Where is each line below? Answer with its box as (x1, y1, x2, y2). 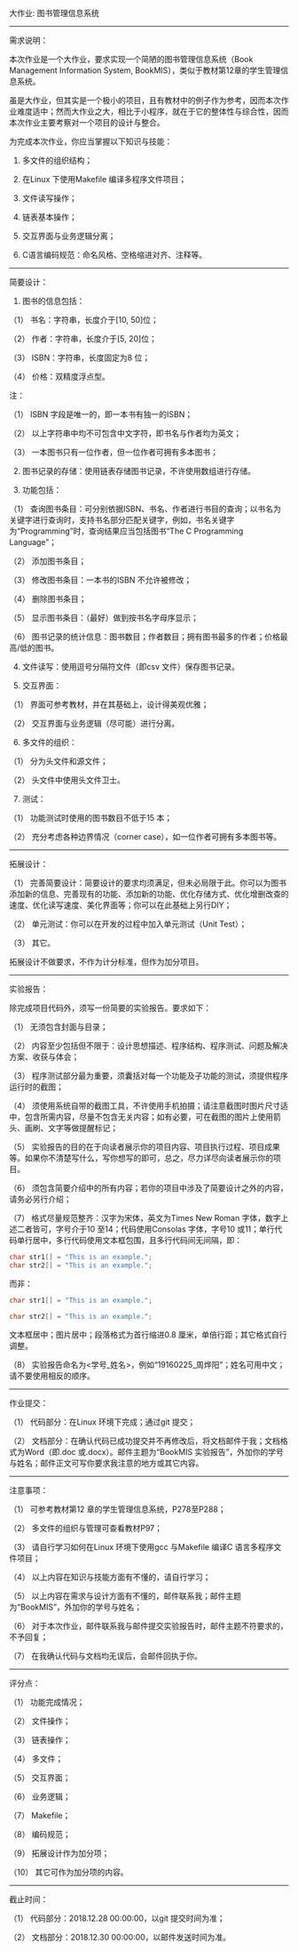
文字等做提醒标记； (47, 1123, 118, 1133)
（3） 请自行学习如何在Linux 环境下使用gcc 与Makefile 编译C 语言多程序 (9, 1541, 274, 1552)
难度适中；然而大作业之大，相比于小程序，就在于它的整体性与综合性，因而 (16, 106, 289, 116)
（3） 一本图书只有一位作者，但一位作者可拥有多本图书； (9, 447, 219, 457)
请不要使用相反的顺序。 (9, 1370, 95, 1381)
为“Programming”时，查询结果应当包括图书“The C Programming (9, 526, 244, 536)
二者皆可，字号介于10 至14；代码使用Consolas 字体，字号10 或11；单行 (16, 1224, 275, 1234)
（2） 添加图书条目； (9, 556, 87, 566)
